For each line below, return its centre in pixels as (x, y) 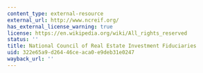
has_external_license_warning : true (60, 26)
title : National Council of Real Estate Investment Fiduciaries (102, 46)
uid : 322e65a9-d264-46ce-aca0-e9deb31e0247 (71, 53)
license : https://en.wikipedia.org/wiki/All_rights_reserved (97, 33)
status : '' (23, 40)
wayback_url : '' (30, 59)
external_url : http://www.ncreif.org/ (63, 20)
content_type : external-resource (55, 14)
